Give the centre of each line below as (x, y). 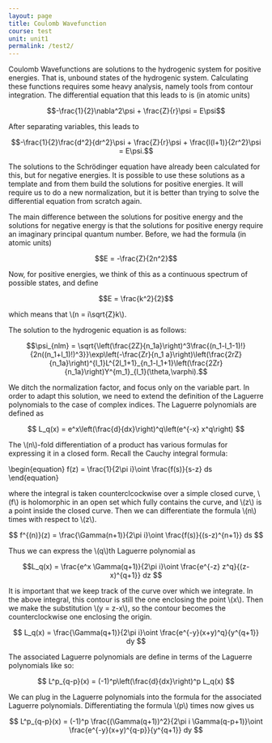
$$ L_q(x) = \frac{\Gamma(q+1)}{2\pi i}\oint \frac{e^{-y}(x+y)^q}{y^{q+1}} (136, 633)
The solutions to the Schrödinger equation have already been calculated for (134, 166)
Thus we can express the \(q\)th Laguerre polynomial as (102, 551)
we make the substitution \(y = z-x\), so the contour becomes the (117, 608)
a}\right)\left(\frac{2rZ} (204, 355)
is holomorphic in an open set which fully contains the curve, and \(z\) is (141, 502)
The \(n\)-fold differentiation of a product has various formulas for (118, 445)
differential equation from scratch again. (75, 201)
